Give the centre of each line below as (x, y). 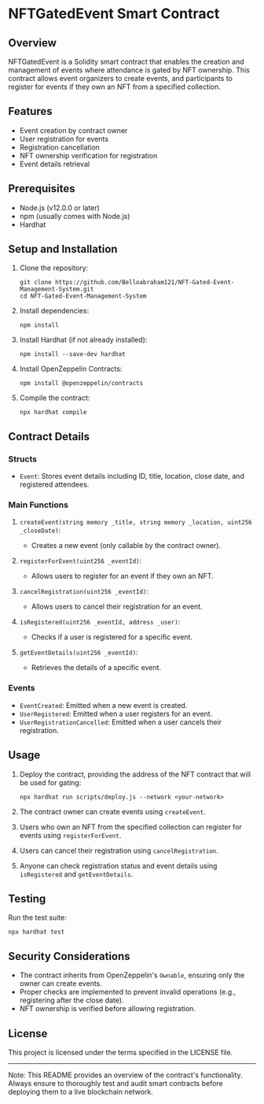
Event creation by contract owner (73, 130)
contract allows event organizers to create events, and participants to (121, 78)
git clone (36, 283)
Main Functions (38, 505)
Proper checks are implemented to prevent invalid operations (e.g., (128, 992)
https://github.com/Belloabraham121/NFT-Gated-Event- (145, 283)
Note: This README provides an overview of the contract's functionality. (125, 1075)
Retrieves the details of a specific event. (96, 668)
